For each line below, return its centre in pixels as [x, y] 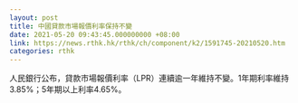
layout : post [34, 18]
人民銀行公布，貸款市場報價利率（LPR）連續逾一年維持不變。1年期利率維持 [149, 79]
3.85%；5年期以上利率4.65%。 [68, 89]
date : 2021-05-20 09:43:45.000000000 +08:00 [95, 34]
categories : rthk [42, 51]
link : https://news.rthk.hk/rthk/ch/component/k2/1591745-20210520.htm [147, 43]
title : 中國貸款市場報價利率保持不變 [71, 26]
